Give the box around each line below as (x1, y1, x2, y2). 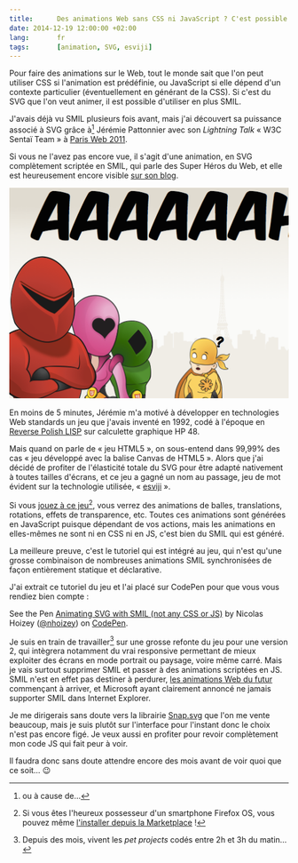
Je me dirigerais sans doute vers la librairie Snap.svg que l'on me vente (9, 710, 271, 721)
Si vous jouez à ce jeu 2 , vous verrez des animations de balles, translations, (9, 498, 282, 510)
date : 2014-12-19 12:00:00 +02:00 (9, 23, 137, 33)
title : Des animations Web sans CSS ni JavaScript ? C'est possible (9, 14, 288, 23)
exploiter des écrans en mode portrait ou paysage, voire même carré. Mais (9, 655, 282, 666)
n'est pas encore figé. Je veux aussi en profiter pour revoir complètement (9, 729, 278, 739)
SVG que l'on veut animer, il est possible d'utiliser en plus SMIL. (9, 96, 242, 107)
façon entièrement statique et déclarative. (9, 564, 162, 575)
